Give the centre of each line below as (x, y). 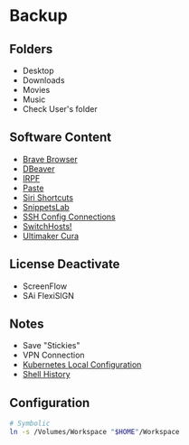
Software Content (61, 138)
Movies (36, 90)
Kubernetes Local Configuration (82, 365)
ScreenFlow (45, 286)
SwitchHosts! (47, 226)
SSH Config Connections (69, 217)
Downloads (43, 80)
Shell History (46, 375)
